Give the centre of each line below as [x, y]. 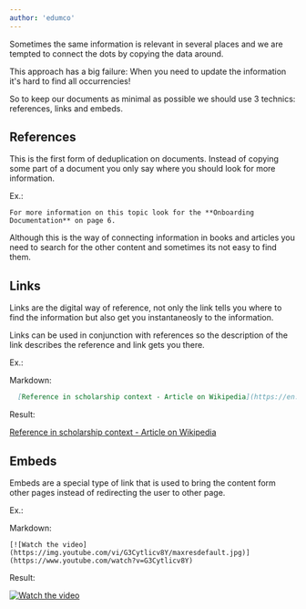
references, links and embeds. [66, 108]
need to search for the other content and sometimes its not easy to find [143, 247]
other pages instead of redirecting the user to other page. [117, 492]
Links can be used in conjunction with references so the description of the [149, 335]
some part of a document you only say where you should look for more [143, 169]
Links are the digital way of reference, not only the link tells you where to [146, 308]
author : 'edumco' [42, 18]
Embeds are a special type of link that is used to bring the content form [143, 483]
